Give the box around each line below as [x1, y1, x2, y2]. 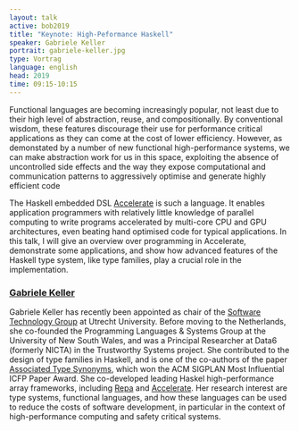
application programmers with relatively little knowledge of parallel [9, 207, 254, 217]
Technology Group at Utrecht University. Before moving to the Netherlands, [9, 316, 287, 326]
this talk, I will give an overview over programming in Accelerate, [9, 235, 247, 246]
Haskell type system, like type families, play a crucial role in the [9, 254, 243, 265]
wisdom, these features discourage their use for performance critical [9, 123, 263, 134]
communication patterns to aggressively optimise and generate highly [9, 171, 266, 182]
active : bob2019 [9, 21, 70, 30]
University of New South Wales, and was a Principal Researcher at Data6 [9, 334, 278, 345]
